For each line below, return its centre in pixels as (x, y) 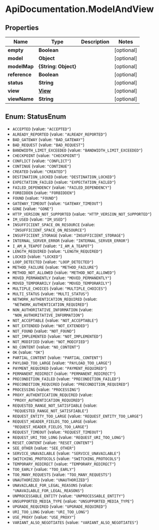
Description (95, 42)
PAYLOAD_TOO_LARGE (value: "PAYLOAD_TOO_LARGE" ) (62, 363)
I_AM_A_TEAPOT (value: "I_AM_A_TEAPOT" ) (53, 246)
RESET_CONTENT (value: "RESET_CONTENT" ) (53, 442)
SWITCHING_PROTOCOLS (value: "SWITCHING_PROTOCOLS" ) (66, 458)
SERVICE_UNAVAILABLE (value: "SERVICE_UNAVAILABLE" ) (66, 453)
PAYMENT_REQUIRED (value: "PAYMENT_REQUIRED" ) (59, 368)
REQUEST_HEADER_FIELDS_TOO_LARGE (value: (55, 421)
